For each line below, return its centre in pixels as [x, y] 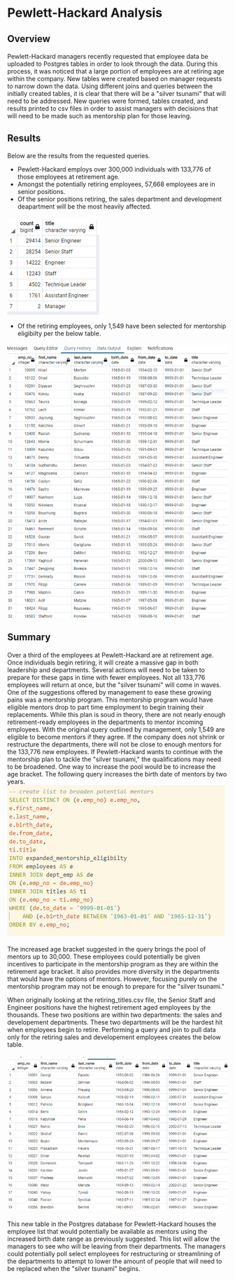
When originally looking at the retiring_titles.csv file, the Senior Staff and [111, 1000]
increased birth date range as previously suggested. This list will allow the [114, 1239]
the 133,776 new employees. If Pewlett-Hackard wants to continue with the [115, 751]
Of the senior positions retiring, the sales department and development [120, 199]
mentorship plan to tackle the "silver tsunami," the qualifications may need [114, 759]
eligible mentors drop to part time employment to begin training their [106, 707]
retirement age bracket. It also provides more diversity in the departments [114, 972]
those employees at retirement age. [69, 177]
